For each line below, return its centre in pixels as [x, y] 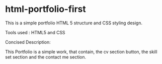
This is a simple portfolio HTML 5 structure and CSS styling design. [74, 23]
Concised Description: [28, 42]
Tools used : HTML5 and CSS [35, 32]
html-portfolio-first [45, 9]
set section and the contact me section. [46, 57]
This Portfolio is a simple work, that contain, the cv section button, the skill [81, 52]
